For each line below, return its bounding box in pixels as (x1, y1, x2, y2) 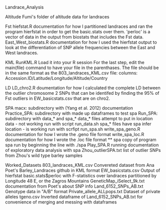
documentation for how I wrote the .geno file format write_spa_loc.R (5, 132, 144, 137)
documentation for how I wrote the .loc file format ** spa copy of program (5, 137, 157, 142)
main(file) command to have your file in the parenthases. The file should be (5, 65, 159, 70)
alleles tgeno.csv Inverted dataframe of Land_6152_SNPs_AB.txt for (5, 194, 143, 200)
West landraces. (5, 50, 38, 56)
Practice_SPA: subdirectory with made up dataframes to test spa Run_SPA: (5, 110, 158, 116)
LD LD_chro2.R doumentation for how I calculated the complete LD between (5, 85, 161, 91)
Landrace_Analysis (5, 4, 44, 10)
